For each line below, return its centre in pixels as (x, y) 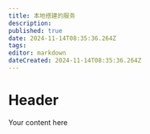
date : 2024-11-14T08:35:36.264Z (62, 38)
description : (30, 23)
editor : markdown (37, 53)
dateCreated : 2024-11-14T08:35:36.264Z (75, 61)
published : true (35, 30)
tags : (17, 46)
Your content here (38, 122)
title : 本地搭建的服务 (42, 16)
